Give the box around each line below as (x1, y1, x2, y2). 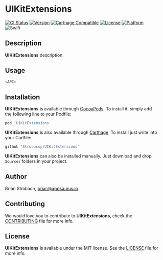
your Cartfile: (5, 135, 32, 141)
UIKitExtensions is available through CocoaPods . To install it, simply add (5, 106, 152, 112)
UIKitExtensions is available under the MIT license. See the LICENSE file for (5, 245, 159, 251)
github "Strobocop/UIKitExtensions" (5, 144, 80, 149)
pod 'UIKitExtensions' (5, 121, 51, 126)
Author (5, 173, 27, 181)
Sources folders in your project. (5, 158, 68, 164)
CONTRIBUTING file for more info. (5, 218, 74, 224)
